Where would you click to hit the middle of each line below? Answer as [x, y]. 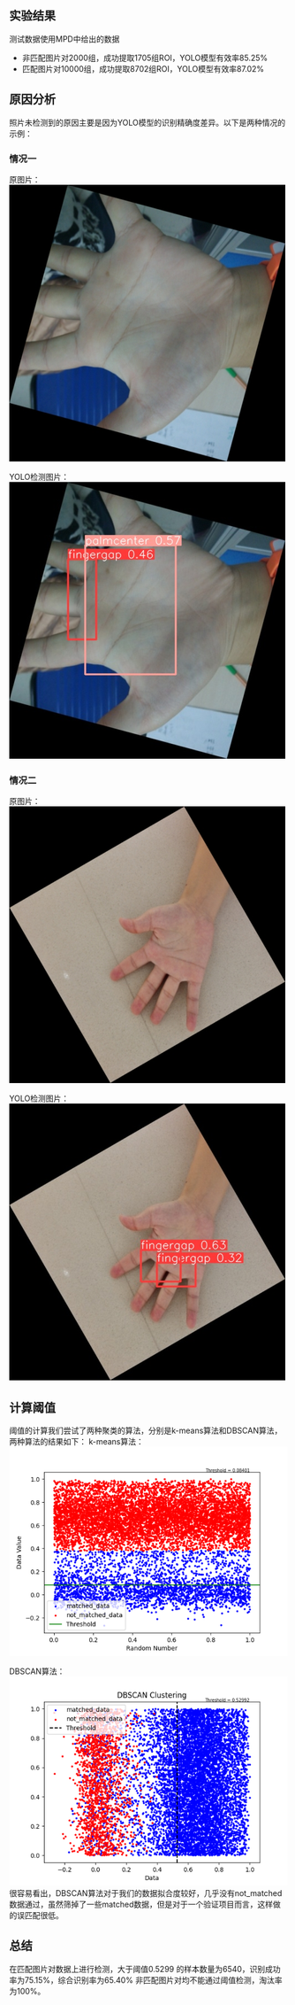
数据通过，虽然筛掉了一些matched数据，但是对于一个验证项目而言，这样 [141, 1904]
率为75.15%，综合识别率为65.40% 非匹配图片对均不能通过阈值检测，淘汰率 [146, 1980]
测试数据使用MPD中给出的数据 [64, 39]
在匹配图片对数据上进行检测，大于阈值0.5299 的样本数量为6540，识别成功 [145, 1969]
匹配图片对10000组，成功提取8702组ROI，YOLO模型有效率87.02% [143, 68]
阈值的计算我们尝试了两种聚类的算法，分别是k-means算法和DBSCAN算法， [146, 1431]
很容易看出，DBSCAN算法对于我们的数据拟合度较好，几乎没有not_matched [146, 1893]
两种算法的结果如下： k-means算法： [76, 1442]
